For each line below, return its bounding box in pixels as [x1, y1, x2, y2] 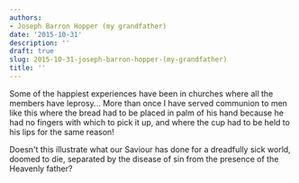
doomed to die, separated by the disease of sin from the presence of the [9, 153, 279, 164]
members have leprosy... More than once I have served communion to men [9, 97, 288, 108]
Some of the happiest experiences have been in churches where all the [9, 87, 274, 99]
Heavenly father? [9, 163, 73, 174]
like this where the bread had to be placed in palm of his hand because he [9, 107, 284, 118]
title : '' [9, 64, 47, 73]
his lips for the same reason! [9, 126, 114, 137]
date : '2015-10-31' [9, 30, 83, 39]
